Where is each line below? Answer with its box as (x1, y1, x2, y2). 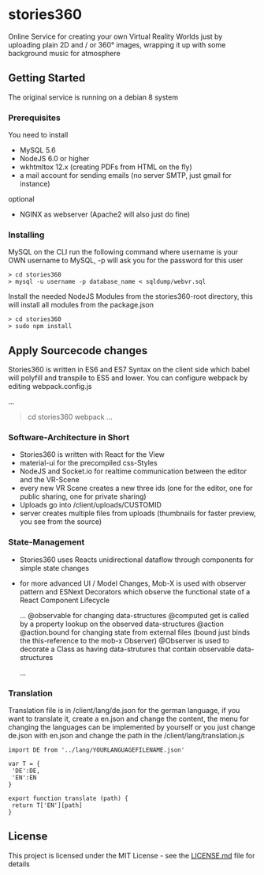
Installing (8, 229, 45, 240)
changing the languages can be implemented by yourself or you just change (8, 722, 256, 732)
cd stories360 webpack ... (27, 413, 113, 422)
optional (8, 194, 35, 204)
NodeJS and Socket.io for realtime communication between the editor (19, 466, 247, 476)
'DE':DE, (11, 767, 41, 775)
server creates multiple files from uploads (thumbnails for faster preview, (19, 508, 256, 519)
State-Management (8, 537, 85, 548)
